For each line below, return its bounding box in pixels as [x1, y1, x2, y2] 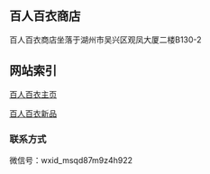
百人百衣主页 [9, 88, 57, 99]
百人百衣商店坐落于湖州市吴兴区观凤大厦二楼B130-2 [9, 34, 202, 45]
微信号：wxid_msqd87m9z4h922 [9, 154, 133, 165]
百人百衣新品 [9, 107, 57, 119]
